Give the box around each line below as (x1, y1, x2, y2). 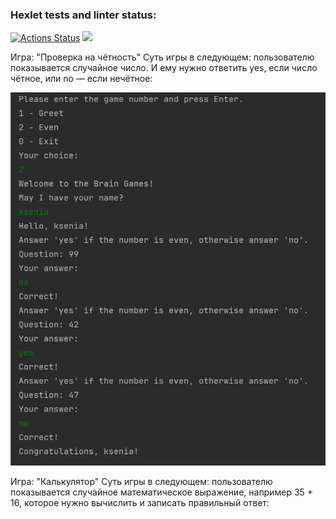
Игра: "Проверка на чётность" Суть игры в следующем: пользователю (10, 51, 315, 63)
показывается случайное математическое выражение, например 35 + (10, 486, 314, 498)
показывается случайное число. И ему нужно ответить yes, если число (10, 62, 318, 74)
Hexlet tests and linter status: (10, 8, 157, 22)
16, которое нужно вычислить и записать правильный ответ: (10, 497, 270, 509)
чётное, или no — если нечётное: (10, 73, 153, 85)
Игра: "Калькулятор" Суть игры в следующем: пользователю (10, 476, 273, 488)
